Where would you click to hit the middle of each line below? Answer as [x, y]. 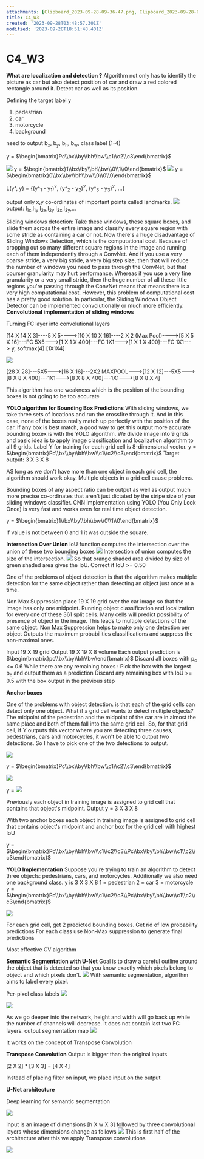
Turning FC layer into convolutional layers [58, 324]
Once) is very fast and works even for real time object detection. [87, 509]
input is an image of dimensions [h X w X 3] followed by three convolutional [101, 1124]
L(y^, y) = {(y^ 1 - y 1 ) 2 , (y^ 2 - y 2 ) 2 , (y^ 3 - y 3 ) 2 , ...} [66, 188]
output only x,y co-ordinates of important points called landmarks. [89, 202]
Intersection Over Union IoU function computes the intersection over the [98, 545]
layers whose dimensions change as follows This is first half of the [93, 1131]
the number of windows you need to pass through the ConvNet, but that [97, 267]
